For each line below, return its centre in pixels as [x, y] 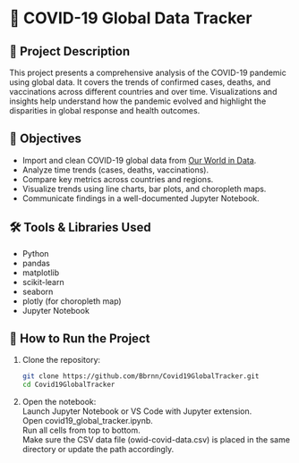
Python [35, 253]
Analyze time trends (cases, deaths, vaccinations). [115, 170]
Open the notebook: [59, 402]
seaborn [38, 291]
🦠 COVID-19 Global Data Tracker [131, 18]
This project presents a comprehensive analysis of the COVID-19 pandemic [148, 72]
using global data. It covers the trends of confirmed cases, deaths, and [140, 82]
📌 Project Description [70, 51]
